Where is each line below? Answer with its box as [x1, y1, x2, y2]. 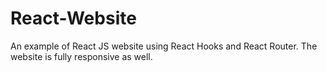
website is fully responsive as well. [10, 50, 153, 62]
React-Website [10, 7, 137, 30]
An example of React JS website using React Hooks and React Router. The [10, 40, 318, 52]
